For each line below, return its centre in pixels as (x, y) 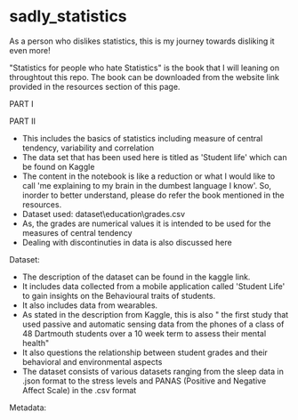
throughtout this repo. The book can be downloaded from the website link (145, 77)
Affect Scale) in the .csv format (79, 390)
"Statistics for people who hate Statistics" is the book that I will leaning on (145, 68)
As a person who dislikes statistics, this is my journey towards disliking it (142, 41)
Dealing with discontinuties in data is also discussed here (127, 242)
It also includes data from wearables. (90, 305)
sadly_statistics (68, 16)
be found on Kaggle (58, 166)
